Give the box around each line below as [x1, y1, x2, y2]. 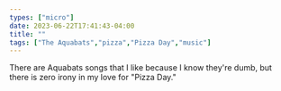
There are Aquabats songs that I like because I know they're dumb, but [9, 62, 273, 73]
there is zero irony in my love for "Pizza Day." [9, 72, 177, 83]
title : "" [9, 29, 47, 38]
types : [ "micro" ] [9, 12, 75, 22]
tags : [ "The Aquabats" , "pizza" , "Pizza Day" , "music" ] [9, 37, 212, 47]
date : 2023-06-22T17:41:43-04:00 [9, 21, 135, 30]
